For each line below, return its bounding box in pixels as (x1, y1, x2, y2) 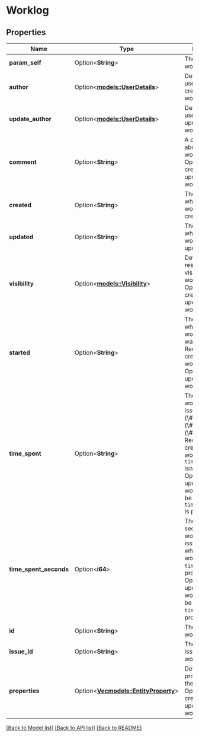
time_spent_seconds (9, 565, 69, 573)
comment (9, 158, 37, 166)
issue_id (9, 647, 34, 656)
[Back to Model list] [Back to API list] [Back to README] (6, 725, 142, 731)
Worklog (6, 4, 49, 17)
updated (9, 233, 34, 241)
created (9, 201, 31, 209)
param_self (9, 59, 41, 66)
